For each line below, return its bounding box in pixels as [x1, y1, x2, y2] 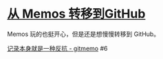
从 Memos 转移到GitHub [7, 6, 146, 22]
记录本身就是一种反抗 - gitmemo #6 [7, 44, 108, 52]
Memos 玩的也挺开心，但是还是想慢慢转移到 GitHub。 [7, 30, 160, 38]
